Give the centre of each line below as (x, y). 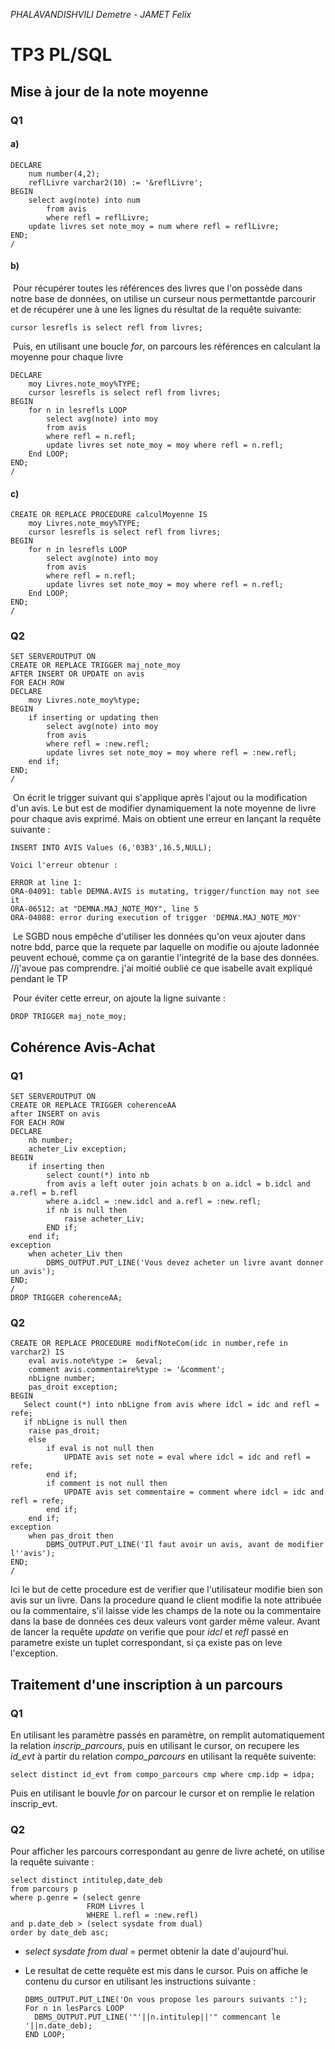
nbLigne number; (62, 1379)
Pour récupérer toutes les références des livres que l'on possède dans (157, 288)
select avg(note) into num (84, 200)
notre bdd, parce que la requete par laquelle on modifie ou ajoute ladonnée (165, 947)
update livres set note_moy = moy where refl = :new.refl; (172, 753)
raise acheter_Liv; (104, 1219)
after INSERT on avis (55, 1114)
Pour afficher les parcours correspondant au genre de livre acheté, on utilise (167, 1851)
